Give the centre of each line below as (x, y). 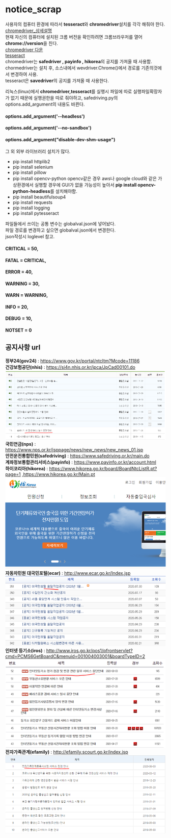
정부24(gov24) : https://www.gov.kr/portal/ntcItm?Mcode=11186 (73, 361)
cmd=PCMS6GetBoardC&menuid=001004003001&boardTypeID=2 (75, 656)
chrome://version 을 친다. (32, 43)
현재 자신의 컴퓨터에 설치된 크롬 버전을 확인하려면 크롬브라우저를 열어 (74, 37)
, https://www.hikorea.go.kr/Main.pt (59, 474)
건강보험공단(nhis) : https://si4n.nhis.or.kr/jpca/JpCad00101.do (70, 367)
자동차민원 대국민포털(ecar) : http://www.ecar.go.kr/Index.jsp (68, 573)
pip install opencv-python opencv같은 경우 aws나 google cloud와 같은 (84, 179)
